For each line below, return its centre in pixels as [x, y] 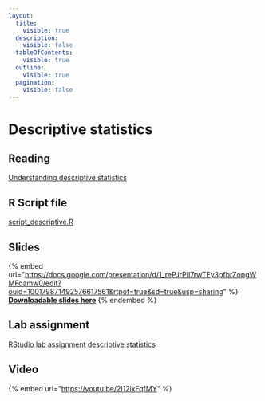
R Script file [38, 203]
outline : [30, 68]
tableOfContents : [44, 53]
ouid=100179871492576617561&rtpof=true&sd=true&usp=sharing [116, 291]
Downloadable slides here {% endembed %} [83, 300]
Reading [29, 158]
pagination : [36, 82]
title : [26, 23]
